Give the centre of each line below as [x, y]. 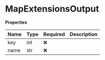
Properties [16, 22]
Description [83, 34]
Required [54, 34]
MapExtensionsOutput [52, 9]
